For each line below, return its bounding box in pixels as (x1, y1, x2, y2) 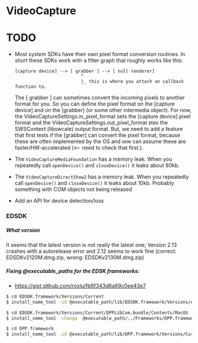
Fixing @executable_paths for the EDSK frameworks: (6, 267, 140, 275)
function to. (14, 84, 47, 90)
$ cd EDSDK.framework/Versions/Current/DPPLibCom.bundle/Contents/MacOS (6, 309, 189, 316)
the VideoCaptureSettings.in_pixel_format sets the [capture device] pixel (14, 113, 191, 120)
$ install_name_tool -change (6, 315, 78, 321)
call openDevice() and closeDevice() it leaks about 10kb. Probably (14, 180, 174, 187)
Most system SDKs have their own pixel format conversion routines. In (14, 51, 186, 58)
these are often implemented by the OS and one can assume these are (14, 138, 186, 145)
